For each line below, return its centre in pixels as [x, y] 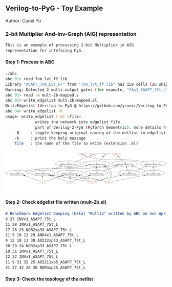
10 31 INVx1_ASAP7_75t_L [32, 252]
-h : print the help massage [50, 138]
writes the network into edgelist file [78, 122]
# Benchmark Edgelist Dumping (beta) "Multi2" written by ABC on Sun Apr [86, 213]
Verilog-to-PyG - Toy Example [54, 8]
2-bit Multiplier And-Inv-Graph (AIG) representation [71, 34]
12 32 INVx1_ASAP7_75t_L [32, 257]
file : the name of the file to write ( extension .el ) [77, 143]
